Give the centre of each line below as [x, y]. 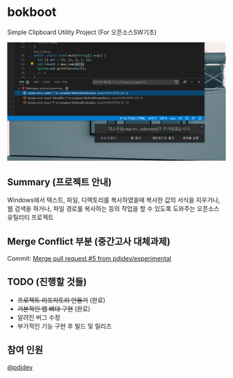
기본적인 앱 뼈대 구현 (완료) [54, 309]
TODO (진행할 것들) [47, 282]
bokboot [32, 12]
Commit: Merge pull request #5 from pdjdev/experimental [89, 258]
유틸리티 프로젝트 [31, 217]
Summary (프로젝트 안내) [60, 182]
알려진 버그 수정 [38, 317]
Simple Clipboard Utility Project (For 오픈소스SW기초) [82, 32]
